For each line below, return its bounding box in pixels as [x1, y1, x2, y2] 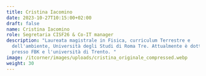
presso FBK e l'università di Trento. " [12, 49, 116, 55]
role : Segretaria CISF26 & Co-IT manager [6, 32, 114, 38]
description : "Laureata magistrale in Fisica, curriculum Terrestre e [6, 37, 191, 44]
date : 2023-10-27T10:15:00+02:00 [6, 15, 92, 21]
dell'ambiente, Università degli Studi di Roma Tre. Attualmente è [12, 44, 188, 50]
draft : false [6, 20, 40, 26]
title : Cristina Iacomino [6, 9, 72, 15]
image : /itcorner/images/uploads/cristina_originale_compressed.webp [6, 55, 188, 61]
